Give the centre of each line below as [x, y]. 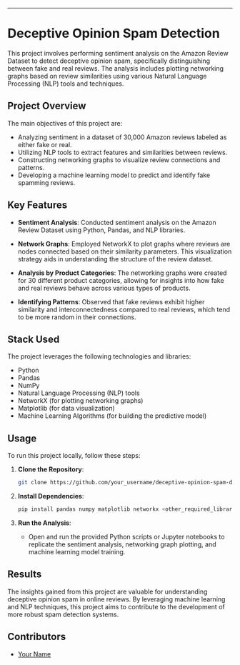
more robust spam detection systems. [63, 614]
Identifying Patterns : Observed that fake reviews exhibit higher [111, 301]
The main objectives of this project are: [65, 123]
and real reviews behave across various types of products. [104, 288]
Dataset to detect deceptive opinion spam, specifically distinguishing [109, 61]
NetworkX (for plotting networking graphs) [80, 401]
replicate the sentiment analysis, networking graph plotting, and [122, 544]
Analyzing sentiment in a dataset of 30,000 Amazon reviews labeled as [122, 137]
